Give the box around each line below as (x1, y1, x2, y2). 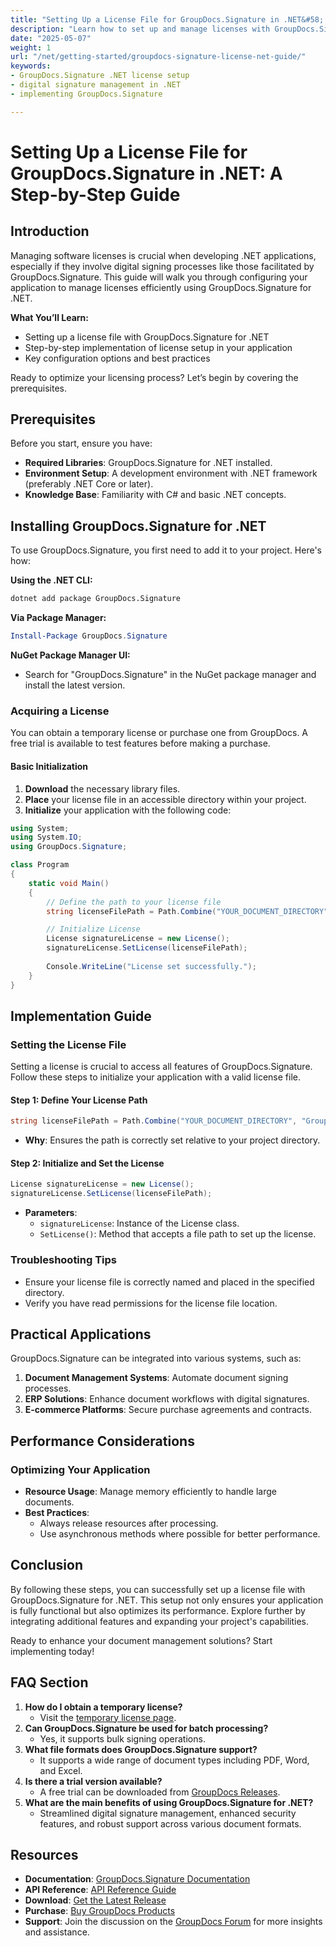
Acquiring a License (10, 704, 110, 718)
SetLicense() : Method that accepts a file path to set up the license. (39, 1228, 317, 1240)
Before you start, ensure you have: (10, 437, 153, 450)
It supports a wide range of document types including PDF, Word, (39, 1754, 310, 1766)
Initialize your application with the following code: (24, 804, 232, 816)
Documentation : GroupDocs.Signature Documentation (24, 1873, 251, 1885)
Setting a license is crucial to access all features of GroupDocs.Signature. (10, 1061, 313, 1073)
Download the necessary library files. (24, 782, 181, 795)
